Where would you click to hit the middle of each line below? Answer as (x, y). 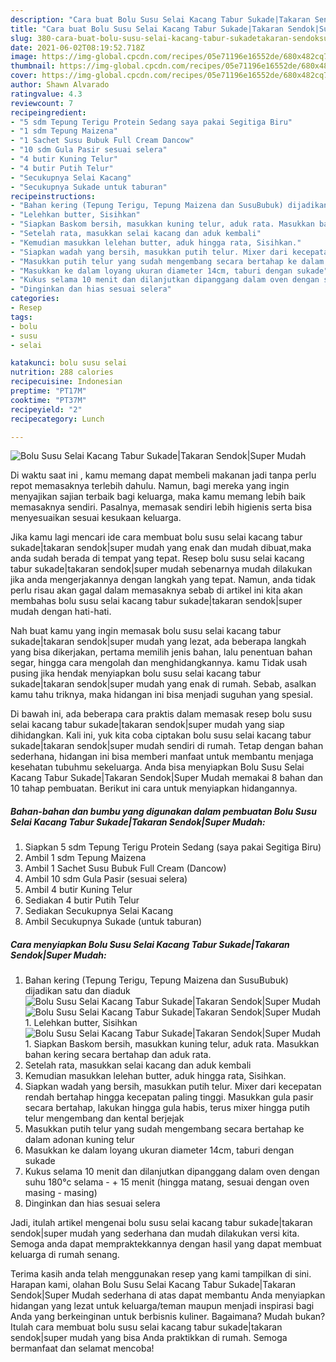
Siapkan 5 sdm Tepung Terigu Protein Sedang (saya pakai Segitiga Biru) (173, 847)
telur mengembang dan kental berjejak (104, 1118)
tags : (21, 317)
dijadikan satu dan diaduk (77, 991)
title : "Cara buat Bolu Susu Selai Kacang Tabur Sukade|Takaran (147, 29)
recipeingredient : (48, 112)
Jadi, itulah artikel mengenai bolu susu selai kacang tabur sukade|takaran (161, 1223)
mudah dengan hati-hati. (61, 612)
